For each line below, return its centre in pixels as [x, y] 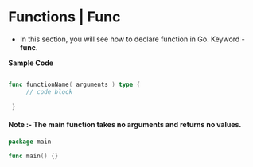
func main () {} [33, 156]
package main [30, 142]
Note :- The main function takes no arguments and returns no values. [125, 125]
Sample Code [31, 63]
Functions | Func [64, 17]
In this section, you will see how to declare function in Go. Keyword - [132, 39]
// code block [49, 91]
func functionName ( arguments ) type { [74, 84]
